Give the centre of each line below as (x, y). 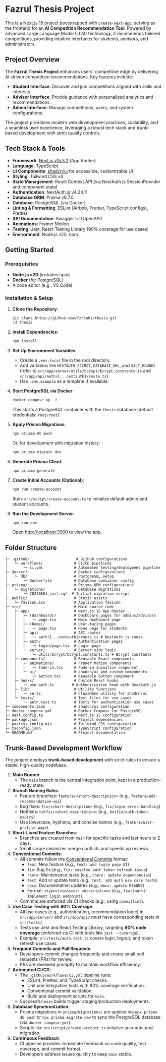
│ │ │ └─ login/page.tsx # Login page (53, 646)
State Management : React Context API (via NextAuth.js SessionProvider (86, 182)
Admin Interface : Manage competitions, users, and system (73, 107)
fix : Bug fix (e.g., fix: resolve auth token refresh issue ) (87, 870)
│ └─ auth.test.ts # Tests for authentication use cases (80, 702)
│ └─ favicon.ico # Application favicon (63, 603)
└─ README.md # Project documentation (65, 733)
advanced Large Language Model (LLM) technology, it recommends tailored (83, 33)
